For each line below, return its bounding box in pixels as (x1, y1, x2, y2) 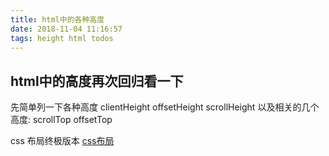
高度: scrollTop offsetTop (10, 114, 113, 126)
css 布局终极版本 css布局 (10, 135, 115, 147)
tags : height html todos (10, 33, 114, 43)
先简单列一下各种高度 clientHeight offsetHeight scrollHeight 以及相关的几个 (10, 101, 320, 113)
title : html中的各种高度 (10, 14, 105, 25)
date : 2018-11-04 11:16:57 (10, 24, 123, 34)
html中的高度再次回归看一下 (10, 72, 184, 90)
